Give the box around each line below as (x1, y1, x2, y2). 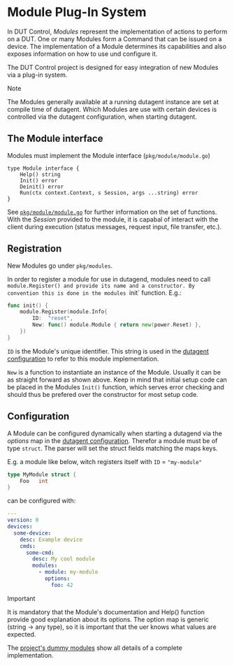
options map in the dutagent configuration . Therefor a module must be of (7, 436, 218, 444)
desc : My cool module (32, 556, 96, 563)
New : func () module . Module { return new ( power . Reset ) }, (32, 321, 202, 328)
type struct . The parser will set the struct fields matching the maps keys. (7, 444, 218, 452)
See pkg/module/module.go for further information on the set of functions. (7, 208, 217, 216)
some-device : (13, 529, 52, 537)
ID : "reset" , (32, 315, 73, 322)
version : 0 (7, 516, 39, 524)
